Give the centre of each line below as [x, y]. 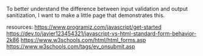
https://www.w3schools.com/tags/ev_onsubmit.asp [71, 46]
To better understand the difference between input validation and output [97, 9]
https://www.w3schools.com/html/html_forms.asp [83, 40]
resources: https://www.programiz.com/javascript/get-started [84, 27]
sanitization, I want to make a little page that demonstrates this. [86, 15]
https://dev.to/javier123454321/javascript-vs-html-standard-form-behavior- [101, 33]
